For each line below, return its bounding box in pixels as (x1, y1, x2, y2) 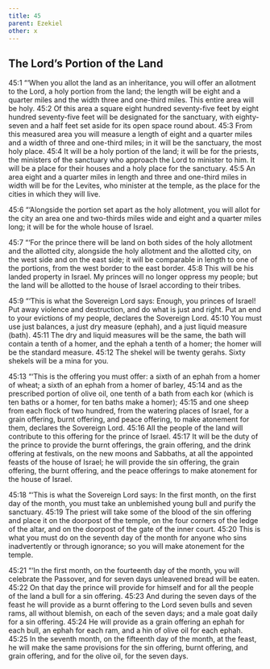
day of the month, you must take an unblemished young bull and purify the (8, 499, 256, 509)
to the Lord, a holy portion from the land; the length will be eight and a (8, 86, 241, 97)
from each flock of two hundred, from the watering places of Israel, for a (8, 406, 249, 416)
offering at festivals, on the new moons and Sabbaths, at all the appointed (8, 449, 254, 459)
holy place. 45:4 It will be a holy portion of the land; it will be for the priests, (8, 147, 260, 156)
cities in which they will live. (8, 189, 101, 199)
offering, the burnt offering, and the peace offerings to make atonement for (8, 466, 258, 476)
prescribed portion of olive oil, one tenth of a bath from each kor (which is (8, 389, 254, 399)
